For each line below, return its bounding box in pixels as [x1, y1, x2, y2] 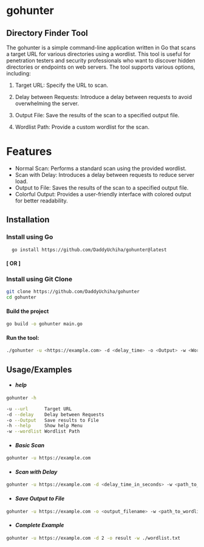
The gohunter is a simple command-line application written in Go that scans [6, 44, 196, 51]
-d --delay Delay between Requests [6, 411, 104, 418]
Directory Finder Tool [6, 28, 88, 38]
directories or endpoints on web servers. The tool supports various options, [6, 63, 195, 71]
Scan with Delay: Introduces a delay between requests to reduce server [15, 171, 195, 178]
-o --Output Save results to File [6, 417, 99, 423]
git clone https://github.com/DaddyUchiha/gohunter [6, 289, 140, 295]
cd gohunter [6, 294, 36, 301]
